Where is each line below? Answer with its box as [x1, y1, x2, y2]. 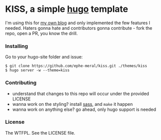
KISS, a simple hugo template [5, 3, 128, 15]
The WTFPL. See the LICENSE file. [5, 130, 75, 136]
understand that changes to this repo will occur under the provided [12, 91, 150, 96]
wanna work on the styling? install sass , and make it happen [12, 101, 133, 107]
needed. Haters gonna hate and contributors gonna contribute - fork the [5, 25, 153, 31]
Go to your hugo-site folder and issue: [5, 54, 83, 60]
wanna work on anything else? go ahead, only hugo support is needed [12, 106, 157, 112]
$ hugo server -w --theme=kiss [5, 68, 70, 73]
